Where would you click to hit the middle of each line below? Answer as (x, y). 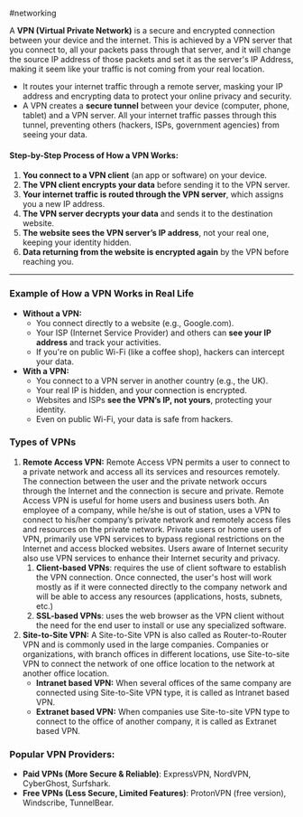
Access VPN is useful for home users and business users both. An (146, 500)
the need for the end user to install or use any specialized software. (161, 625)
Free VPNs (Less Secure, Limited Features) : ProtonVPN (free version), (154, 794)
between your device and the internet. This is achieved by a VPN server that (151, 40)
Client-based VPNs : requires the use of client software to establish (161, 568)
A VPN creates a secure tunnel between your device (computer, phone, (156, 106)
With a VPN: (46, 371)
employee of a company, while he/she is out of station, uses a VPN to (151, 510)
